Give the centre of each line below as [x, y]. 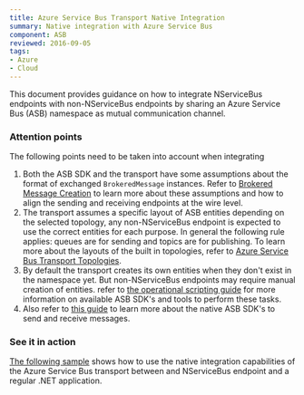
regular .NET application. [56, 381]
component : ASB [38, 34]
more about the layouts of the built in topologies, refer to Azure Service [155, 251]
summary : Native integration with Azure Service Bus [111, 26]
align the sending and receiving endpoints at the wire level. [132, 203]
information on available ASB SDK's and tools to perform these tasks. [152, 299]
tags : [20, 52]
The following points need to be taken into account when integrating [137, 157]
